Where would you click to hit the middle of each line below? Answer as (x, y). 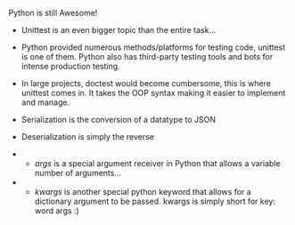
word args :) (57, 211)
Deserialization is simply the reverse (88, 137)
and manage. (45, 102)
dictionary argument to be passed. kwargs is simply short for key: (155, 201)
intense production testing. (71, 66)
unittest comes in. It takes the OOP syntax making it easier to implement (153, 93)
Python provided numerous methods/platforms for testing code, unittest (153, 47)
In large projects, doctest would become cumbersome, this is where (146, 83)
